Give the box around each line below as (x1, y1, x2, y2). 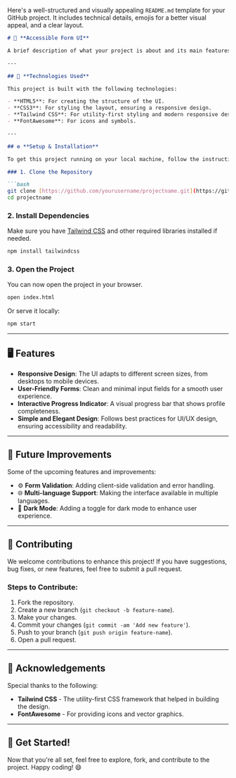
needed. (7, 234, 32, 243)
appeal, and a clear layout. (7, 21, 84, 29)
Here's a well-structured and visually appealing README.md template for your (7, 6, 225, 14)
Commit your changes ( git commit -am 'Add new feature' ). (17, 620, 191, 629)
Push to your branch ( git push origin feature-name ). (17, 627, 173, 636)
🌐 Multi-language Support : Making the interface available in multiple (17, 488, 219, 497)
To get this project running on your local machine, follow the (7, 155, 199, 162)
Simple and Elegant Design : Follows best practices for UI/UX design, (17, 414, 218, 423)
